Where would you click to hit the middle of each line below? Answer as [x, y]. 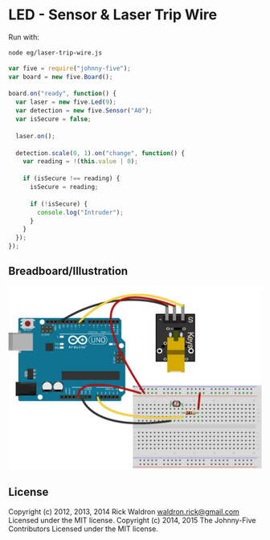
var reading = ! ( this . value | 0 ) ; [80, 162]
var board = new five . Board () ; [61, 77]
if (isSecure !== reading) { [72, 178]
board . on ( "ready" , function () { [62, 94]
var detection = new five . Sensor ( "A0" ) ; [84, 111]
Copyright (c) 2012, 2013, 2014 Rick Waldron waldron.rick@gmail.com [124, 511]
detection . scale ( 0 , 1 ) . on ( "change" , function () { [100, 153]
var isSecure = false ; [53, 119]
